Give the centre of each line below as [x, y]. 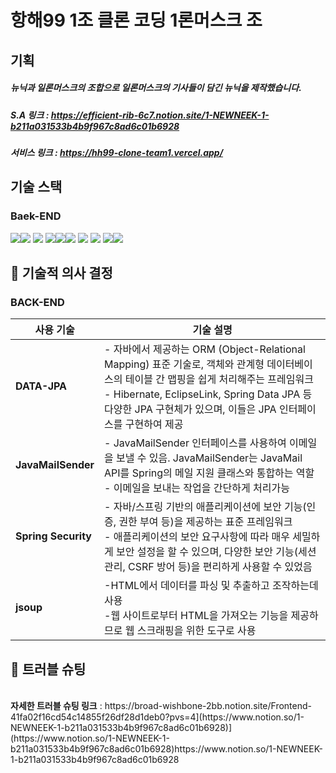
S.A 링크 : [30, 115]
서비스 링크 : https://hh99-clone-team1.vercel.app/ [117, 152]
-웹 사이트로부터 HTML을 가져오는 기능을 [196, 616]
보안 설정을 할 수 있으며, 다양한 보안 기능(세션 [216, 552]
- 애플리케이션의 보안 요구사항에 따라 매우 [197, 537]
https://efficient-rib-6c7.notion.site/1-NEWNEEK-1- [160, 115]
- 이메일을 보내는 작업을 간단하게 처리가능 [197, 488]
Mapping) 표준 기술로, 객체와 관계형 [184, 364]
